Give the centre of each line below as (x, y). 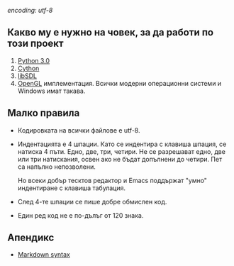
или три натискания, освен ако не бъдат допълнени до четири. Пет (120, 159)
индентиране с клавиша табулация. (72, 188)
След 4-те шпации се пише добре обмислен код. (92, 201)
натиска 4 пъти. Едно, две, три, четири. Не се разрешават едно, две (121, 151)
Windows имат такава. (51, 91)
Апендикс (31, 238)
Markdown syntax (44, 255)
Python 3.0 (34, 60)
